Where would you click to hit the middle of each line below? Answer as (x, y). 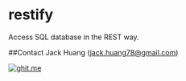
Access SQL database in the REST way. (74, 37)
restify (31, 15)
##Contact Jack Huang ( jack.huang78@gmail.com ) (93, 52)
